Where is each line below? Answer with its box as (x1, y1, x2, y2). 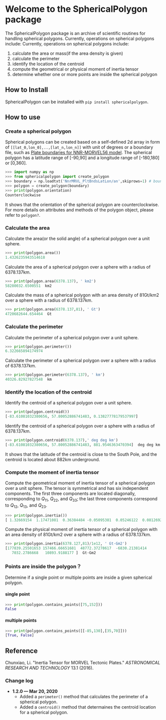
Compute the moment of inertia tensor (5, 469, 99, 476)
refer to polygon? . (5, 212, 41, 218)
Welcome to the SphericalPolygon (5, 3, 148, 15)
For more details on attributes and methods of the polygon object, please (5, 206, 154, 213)
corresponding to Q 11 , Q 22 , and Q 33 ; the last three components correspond (5, 496, 158, 503)
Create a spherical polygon (5, 128, 72, 135)
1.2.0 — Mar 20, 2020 (12, 688, 58, 694)
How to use (5, 113, 41, 121)
